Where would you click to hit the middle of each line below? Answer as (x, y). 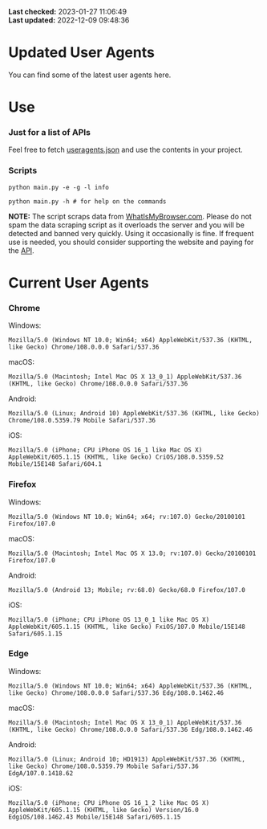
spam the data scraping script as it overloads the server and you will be (126, 225)
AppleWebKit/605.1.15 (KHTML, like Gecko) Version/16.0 (103, 810)
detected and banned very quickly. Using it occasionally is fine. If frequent (131, 233)
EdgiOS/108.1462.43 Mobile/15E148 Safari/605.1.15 (95, 817)
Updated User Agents (81, 53)
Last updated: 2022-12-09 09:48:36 (69, 20)
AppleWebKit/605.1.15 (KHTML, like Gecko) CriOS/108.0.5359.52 (116, 457)
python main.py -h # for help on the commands (87, 201)
